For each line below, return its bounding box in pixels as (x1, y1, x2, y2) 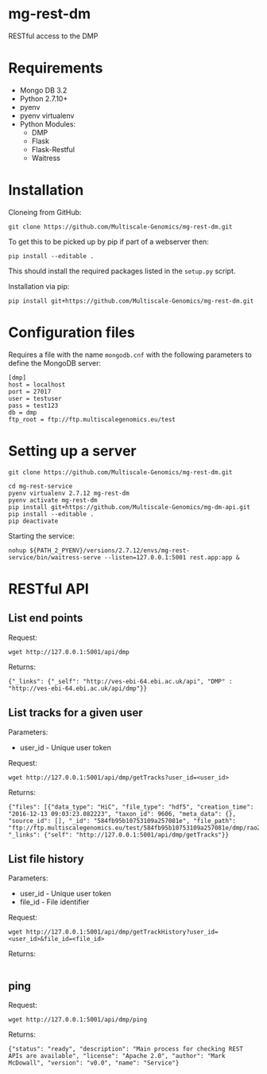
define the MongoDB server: (8, 358, 102, 367)
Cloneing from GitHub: (8, 207, 82, 217)
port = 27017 (8, 387, 52, 395)
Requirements (8, 59, 103, 77)
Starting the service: (8, 531, 75, 540)
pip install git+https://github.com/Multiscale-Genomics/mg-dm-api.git (8, 503, 250, 511)
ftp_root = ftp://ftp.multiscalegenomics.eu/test (8, 415, 176, 423)
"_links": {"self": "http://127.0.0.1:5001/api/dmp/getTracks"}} (8, 830, 229, 839)
